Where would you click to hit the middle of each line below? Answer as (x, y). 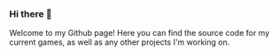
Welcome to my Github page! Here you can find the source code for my (139, 33)
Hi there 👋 (31, 14)
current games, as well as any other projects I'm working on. (120, 42)
